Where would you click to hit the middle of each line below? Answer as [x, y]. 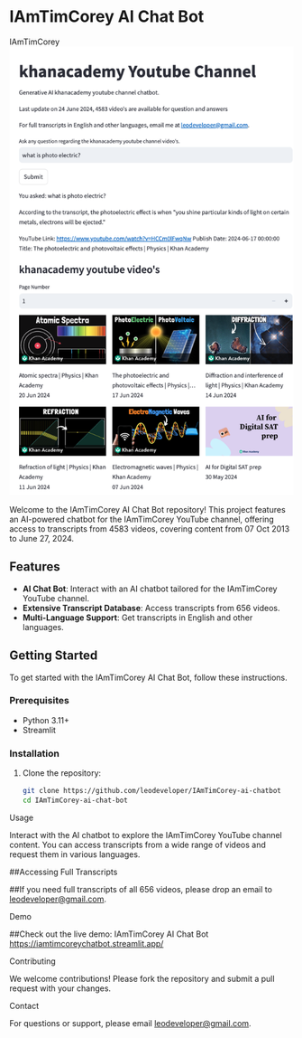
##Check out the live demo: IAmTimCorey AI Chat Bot [109, 934]
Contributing [32, 961]
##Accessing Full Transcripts [64, 872]
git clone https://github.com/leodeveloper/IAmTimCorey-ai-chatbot [151, 791]
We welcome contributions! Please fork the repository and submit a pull [142, 978]
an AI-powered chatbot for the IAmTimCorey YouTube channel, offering [142, 519]
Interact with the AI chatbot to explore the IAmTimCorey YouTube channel [146, 835]
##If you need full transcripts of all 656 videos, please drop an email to [141, 889]
